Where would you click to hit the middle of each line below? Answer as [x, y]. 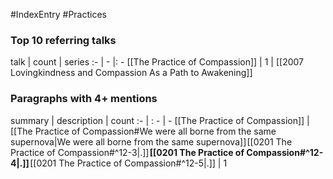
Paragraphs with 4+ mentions [84, 99]
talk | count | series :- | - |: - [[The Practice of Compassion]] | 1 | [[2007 [157, 62]
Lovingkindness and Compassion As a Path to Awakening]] [131, 73]
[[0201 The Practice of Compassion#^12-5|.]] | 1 [128, 163]
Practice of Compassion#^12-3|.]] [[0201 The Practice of [127, 152]
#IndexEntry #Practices [58, 14]
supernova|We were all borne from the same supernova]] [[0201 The [151, 141]
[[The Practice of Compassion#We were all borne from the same [143, 131]
